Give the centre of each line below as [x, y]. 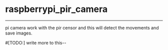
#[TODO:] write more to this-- [36, 42]
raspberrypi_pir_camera [56, 9]
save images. [19, 33]
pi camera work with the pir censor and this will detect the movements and [82, 27]
